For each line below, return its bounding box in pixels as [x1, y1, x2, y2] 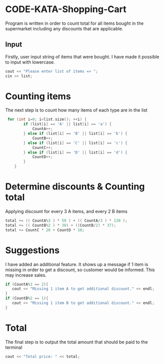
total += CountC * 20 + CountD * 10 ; [5, 227, 85, 233]
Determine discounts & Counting [5, 181, 145, 192]
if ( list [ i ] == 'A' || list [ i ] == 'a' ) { [23, 122, 112, 127]
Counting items [5, 90, 71, 102]
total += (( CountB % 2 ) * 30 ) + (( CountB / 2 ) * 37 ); [5, 223, 117, 228]
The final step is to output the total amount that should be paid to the [5, 339, 148, 345]
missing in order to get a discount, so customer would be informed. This [5, 267, 155, 273]
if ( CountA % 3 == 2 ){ [5, 282, 49, 287]
